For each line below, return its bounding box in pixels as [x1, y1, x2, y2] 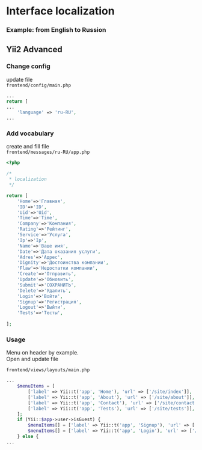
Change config [6, 62, 51, 70]
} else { [17, 434, 39, 440]
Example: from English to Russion [6, 26, 106, 34]
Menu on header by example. [6, 349, 79, 356]
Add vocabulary [6, 129, 54, 138]
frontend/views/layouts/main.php [6, 367, 90, 373]
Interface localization [6, 4, 115, 18]
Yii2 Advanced [6, 44, 63, 55]
